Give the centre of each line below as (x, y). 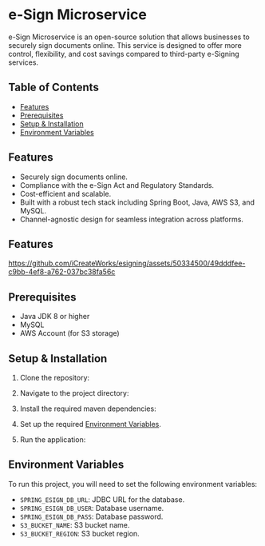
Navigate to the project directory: (74, 393)
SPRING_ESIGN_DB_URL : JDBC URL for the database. (102, 499)
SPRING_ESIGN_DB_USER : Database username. (92, 508)
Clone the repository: (55, 378)
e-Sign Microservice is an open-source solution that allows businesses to (129, 37)
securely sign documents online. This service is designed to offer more (125, 45)
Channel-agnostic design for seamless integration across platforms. (131, 219)
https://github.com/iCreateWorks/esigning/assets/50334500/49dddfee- (127, 263)
